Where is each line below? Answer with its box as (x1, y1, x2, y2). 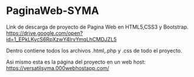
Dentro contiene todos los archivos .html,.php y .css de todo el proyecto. (6, 47, 182, 54)
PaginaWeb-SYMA (6, 4, 99, 17)
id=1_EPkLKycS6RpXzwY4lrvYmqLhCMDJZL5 (6, 36, 117, 43)
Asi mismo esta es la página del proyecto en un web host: (6, 58, 146, 65)
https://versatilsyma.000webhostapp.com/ (6, 64, 110, 71)
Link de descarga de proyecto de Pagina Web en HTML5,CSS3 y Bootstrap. (6, 23, 189, 30)
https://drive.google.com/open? (6, 29, 83, 36)
